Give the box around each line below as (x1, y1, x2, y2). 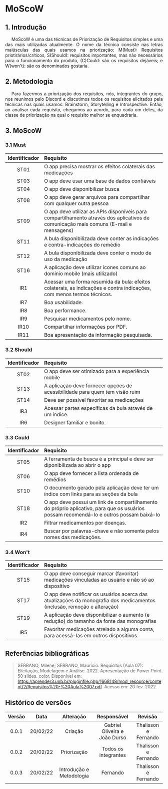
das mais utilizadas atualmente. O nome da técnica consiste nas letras (5, 42, 163, 48)
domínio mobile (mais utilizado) (44, 270, 118, 277)
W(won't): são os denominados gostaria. (5, 63, 89, 69)
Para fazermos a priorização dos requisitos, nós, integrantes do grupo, (11, 91, 163, 97)
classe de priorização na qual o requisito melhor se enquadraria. (5, 112, 138, 118)
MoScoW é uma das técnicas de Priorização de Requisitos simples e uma (11, 36, 163, 42)
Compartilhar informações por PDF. (44, 323, 127, 330)
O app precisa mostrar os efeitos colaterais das (44, 163, 155, 170)
